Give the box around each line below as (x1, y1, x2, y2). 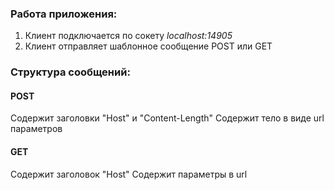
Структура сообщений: (10, 65, 131, 79)
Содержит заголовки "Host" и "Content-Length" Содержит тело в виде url (10, 112, 325, 124)
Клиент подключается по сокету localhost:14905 (24, 30, 233, 42)
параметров (10, 123, 63, 135)
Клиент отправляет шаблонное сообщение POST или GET (24, 40, 273, 52)
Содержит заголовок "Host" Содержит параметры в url (10, 168, 248, 180)
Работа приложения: (10, 7, 118, 21)
